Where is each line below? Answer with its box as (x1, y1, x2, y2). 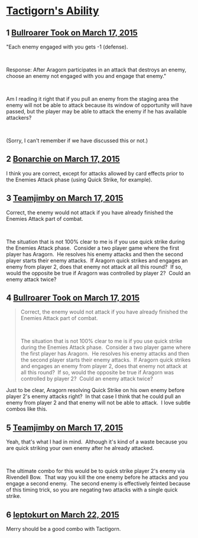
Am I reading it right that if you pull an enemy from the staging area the (6, 96, 179, 102)
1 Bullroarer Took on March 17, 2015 (6, 28, 138, 38)
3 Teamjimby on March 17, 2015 (6, 193, 124, 203)
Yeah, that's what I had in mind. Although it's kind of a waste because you (6, 438, 188, 445)
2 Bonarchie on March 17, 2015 (6, 154, 120, 164)
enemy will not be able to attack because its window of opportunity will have (6, 102, 193, 109)
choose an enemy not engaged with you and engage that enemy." (6, 73, 167, 79)
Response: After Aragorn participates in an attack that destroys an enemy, (6, 66, 187, 73)
